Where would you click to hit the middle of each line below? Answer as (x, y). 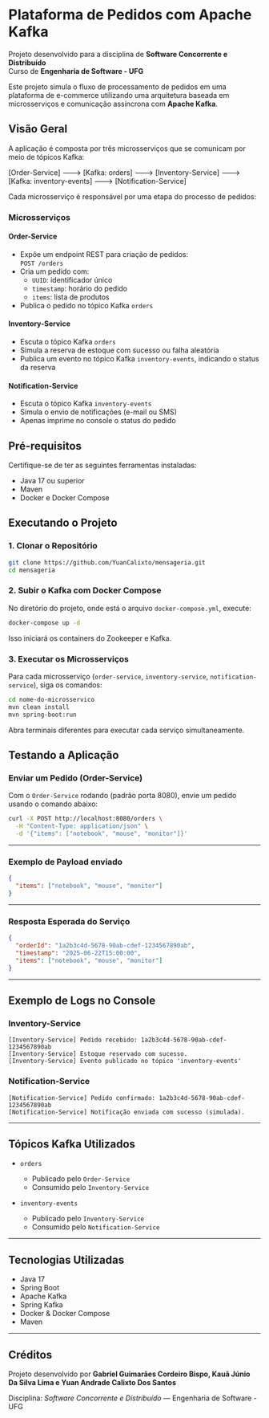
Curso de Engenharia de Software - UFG (76, 71)
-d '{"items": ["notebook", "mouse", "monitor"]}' (102, 834)
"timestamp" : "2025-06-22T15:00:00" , (78, 953)
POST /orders (42, 263)
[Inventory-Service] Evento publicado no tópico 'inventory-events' (125, 1061)
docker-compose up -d (44, 623)
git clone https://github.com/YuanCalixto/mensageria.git (107, 562)
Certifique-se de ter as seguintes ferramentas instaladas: (102, 465)
